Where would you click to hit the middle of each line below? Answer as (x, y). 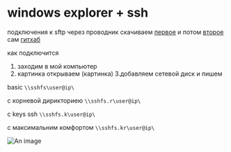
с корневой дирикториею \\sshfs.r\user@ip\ (74, 100)
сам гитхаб (24, 39)
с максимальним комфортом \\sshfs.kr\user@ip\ (81, 127)
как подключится (33, 53)
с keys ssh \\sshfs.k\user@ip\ (51, 114)
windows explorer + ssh (78, 13)
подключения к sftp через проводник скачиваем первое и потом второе (115, 32)
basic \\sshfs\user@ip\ (41, 87)
